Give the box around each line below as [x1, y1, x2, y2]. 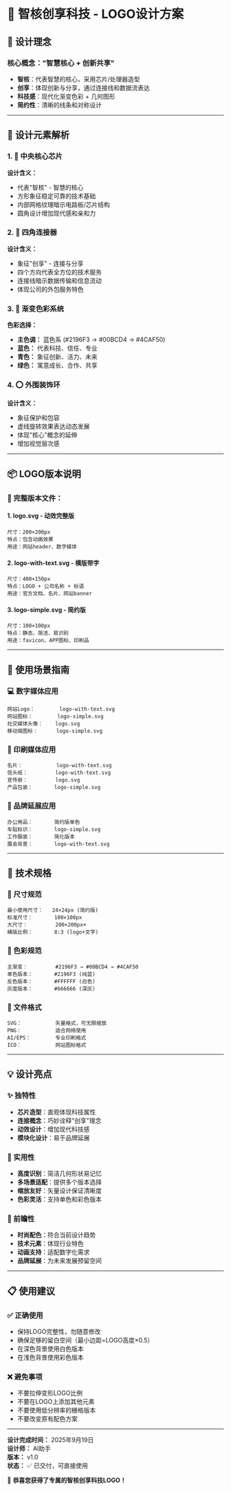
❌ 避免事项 [7, 1372, 43, 1382]
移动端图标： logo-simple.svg [7, 728, 103, 735]
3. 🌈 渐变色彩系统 [7, 304, 64, 313]
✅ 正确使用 [7, 1310, 43, 1320]
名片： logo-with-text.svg [7, 762, 112, 769]
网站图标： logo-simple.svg [7, 713, 104, 720]
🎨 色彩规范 [7, 946, 43, 956]
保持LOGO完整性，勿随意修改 [16, 1327, 101, 1336]
